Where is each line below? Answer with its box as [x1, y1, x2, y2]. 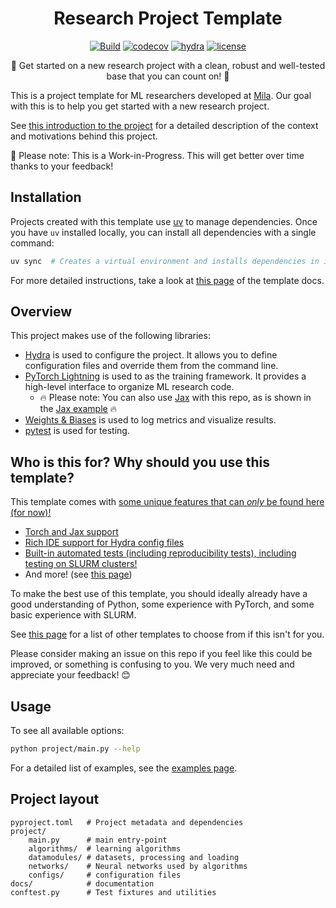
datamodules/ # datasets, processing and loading [28, 852, 240, 862]
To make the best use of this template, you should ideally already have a [10, 588, 308, 600]
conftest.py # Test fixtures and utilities [10, 887, 217, 897]
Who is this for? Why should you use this [10, 453, 271, 471]
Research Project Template [53, 7, 283, 30]
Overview [10, 303, 73, 321]
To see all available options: [10, 725, 125, 737]
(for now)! [10, 507, 52, 519]
